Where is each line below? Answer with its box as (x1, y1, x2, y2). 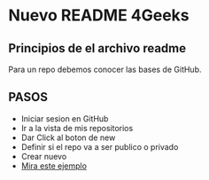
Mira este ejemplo (20, 160, 88, 171)
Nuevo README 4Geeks (8, 5, 190, 26)
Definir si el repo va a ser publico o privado (20, 141, 179, 152)
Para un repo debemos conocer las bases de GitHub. (8, 64, 202, 74)
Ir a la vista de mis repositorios (20, 122, 134, 133)
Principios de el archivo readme (8, 41, 187, 56)
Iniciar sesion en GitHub (20, 113, 109, 124)
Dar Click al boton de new (20, 132, 116, 143)
